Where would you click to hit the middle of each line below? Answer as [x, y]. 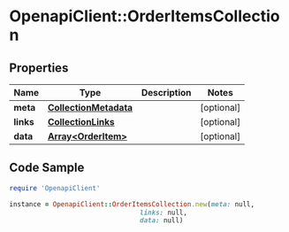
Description [166, 93]
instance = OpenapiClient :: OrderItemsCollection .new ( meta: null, [132, 204]
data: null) [162, 220]
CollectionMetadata [90, 108]
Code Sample [47, 168]
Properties [39, 68]
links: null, [164, 213]
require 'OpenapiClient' [55, 188]
